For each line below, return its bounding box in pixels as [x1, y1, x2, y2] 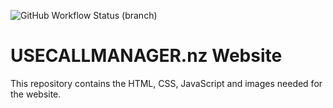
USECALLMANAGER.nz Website [10, 45, 283, 67]
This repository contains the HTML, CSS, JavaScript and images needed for [10, 77, 323, 89]
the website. [10, 88, 62, 100]
